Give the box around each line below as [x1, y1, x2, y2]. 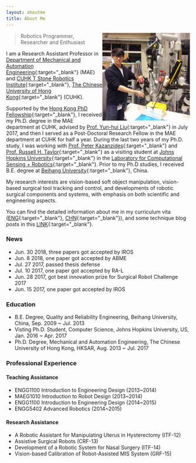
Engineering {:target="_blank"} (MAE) [6, 68, 95, 75]
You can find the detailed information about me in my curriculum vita [6, 208, 171, 215]
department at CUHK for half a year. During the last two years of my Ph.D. [6, 136, 184, 143]
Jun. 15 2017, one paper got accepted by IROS [14, 285, 125, 292]
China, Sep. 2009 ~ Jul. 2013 [14, 320, 85, 327]
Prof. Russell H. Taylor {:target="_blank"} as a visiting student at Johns [6, 148, 174, 155]
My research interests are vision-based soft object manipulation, [6, 178, 162, 185]
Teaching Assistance [6, 374, 58, 381]
